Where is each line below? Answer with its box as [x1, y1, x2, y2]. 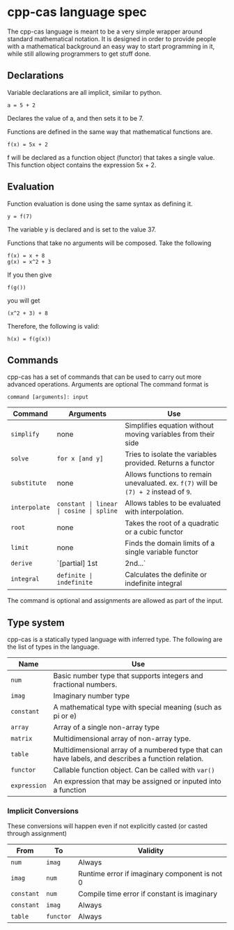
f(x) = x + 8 [7, 252, 45, 259]
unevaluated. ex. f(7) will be [125, 479, 218, 488]
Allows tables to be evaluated [125, 498, 221, 508]
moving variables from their [125, 430, 215, 440]
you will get [7, 296, 40, 304]
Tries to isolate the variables [125, 449, 217, 459]
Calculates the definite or [125, 570, 208, 580]
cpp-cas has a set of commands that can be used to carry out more [7, 373, 202, 381]
